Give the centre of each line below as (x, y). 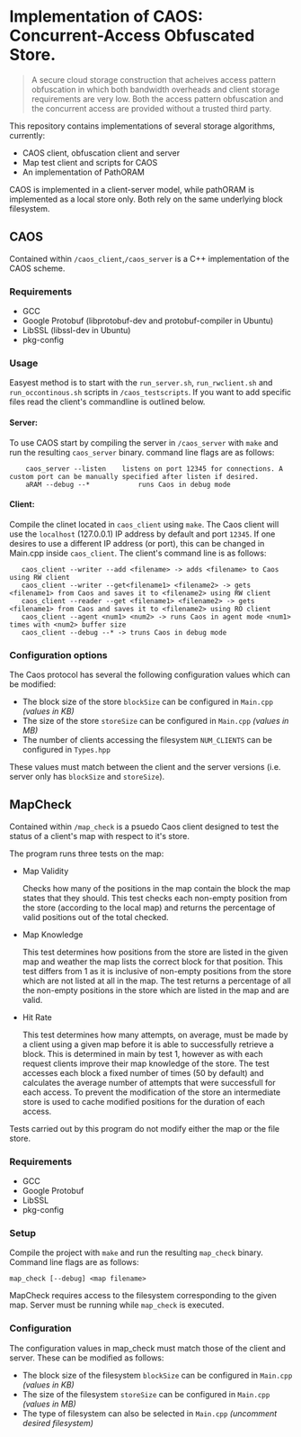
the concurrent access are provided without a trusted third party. (151, 108)
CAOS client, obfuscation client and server (101, 153)
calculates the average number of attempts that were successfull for (149, 1082)
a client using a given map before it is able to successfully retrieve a (148, 1044)
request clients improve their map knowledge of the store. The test (146, 1063)
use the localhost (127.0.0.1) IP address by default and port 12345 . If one (142, 534)
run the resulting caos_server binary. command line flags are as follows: (142, 452)
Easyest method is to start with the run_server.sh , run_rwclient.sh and (141, 383)
